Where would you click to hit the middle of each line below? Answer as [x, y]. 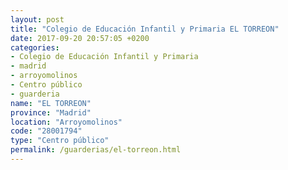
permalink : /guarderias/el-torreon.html [96, 150]
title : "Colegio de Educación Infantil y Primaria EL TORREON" [145, 29]
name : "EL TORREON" [51, 103]
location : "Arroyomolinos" [66, 122]
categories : [35, 47]
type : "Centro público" [60, 141]
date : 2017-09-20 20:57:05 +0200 [80, 38]
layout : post [37, 19]
